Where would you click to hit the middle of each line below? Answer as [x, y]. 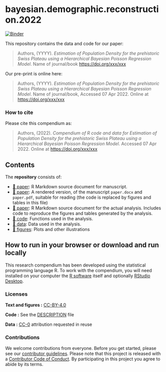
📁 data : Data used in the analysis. [47, 224]
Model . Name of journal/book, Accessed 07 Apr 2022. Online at [83, 94]
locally [16, 253]
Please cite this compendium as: [38, 123]
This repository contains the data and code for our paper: [64, 43]
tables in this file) [30, 203]
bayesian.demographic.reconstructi [82, 9]
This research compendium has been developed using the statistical [75, 265]
